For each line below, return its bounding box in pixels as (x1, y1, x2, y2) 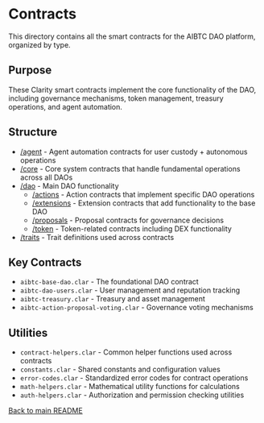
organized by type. (8, 39, 71, 49)
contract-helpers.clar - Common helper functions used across (19, 347, 233, 357)
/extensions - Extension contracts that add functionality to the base (31, 198, 256, 208)
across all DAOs (19, 172, 73, 182)
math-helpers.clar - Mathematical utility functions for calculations (19, 382, 240, 392)
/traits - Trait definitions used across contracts (19, 232, 175, 242)
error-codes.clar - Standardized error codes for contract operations (19, 373, 249, 383)
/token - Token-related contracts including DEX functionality (31, 223, 232, 234)
